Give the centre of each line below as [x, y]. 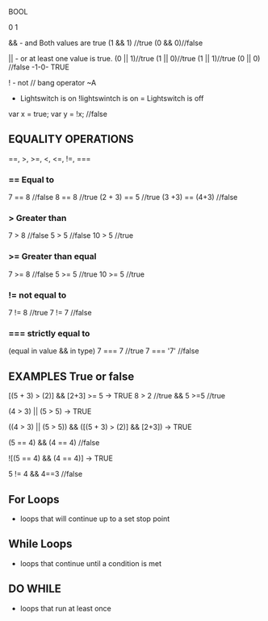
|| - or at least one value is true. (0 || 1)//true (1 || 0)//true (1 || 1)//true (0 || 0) [134, 58]
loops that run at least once [65, 608]
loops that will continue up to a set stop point [95, 519]
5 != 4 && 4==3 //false [46, 474]
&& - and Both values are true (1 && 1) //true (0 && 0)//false [106, 43]
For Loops [34, 499]
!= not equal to [38, 295]
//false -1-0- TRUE [39, 67]
